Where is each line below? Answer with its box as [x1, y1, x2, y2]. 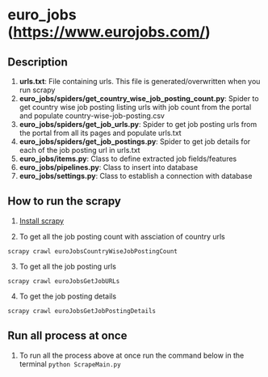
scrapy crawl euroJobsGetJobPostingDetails [7, 307, 157, 315]
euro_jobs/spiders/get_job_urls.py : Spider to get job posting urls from [19, 120, 258, 129]
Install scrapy [19, 216, 65, 226]
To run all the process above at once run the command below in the [19, 350, 245, 360]
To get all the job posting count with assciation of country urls [19, 231, 225, 241]
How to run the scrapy [7, 194, 122, 208]
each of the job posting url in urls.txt [19, 146, 140, 155]
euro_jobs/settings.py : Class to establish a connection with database [19, 172, 253, 180]
